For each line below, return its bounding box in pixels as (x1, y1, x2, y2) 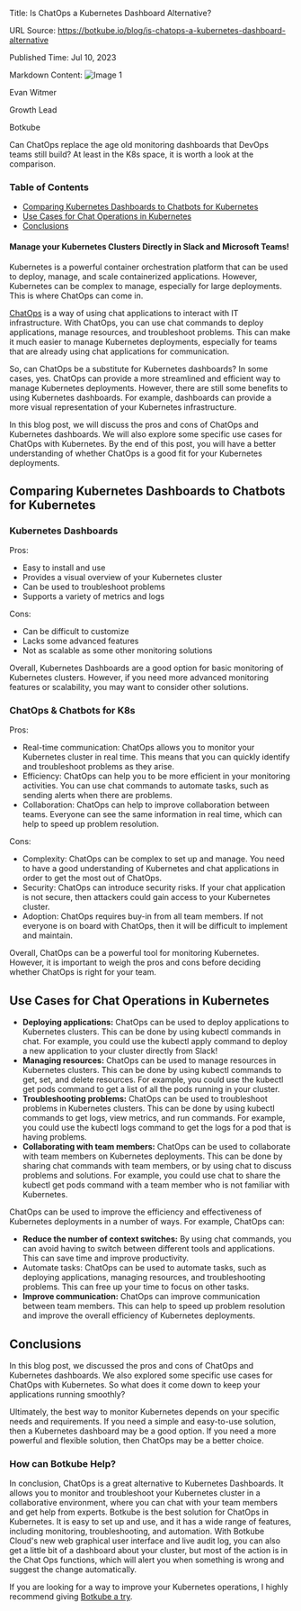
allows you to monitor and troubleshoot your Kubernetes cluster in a (9, 1488, 261, 1498)
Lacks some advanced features (22, 635, 139, 647)
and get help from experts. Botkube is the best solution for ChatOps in (9, 1506, 270, 1517)
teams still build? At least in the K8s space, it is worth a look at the (9, 149, 254, 159)
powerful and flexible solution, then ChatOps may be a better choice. (9, 1435, 264, 1446)
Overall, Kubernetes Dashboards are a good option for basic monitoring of (9, 662, 284, 674)
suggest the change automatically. (9, 1564, 137, 1575)
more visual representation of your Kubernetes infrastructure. (9, 401, 237, 413)
